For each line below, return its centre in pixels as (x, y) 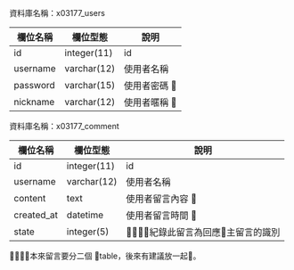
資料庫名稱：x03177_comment (65, 126)
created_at (36, 215)
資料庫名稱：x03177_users (57, 13)
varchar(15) (90, 85)
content (30, 198)
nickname (34, 102)
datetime (85, 215)
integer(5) (88, 232)
